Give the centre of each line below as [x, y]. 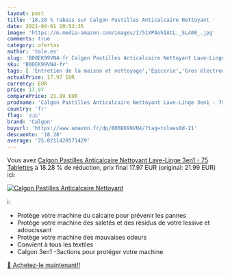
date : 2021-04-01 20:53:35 [46, 26]
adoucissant [34, 230]
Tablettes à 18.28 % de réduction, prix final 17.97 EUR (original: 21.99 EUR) [112, 168]
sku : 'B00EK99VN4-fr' [38, 64]
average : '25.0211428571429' [49, 141]
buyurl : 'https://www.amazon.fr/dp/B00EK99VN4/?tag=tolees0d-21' [102, 128]
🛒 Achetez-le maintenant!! [44, 265]
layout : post [26, 13]
